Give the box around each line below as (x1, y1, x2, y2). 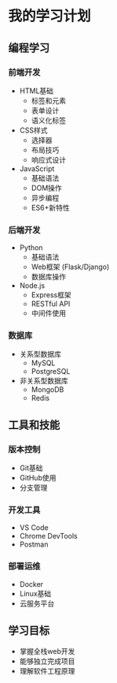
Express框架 (31, 290, 72, 300)
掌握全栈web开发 (19, 646, 75, 655)
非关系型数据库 (19, 376, 68, 386)
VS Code (19, 523, 49, 532)
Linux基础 (19, 588, 52, 598)
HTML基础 (19, 86, 53, 95)
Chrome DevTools (19, 532, 78, 541)
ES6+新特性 (31, 203, 70, 212)
